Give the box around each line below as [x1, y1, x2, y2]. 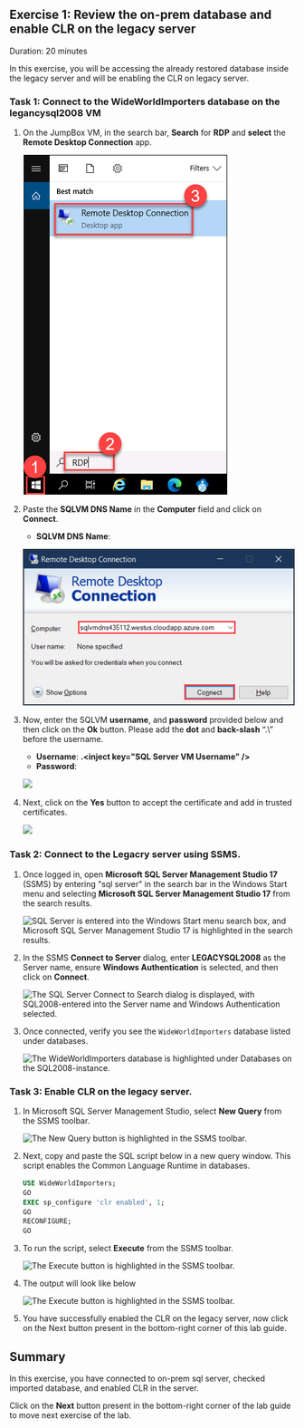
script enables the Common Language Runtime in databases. [22, 1160, 251, 1171]
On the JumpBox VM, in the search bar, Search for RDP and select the [22, 127, 287, 139]
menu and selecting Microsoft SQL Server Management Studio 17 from [22, 888, 291, 899]
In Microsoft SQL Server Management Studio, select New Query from [22, 1105, 282, 1116]
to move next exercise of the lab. [9, 1410, 131, 1421]
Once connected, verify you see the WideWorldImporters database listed [22, 1026, 291, 1037]
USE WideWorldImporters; [22, 1178, 117, 1188]
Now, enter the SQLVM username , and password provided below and [22, 715, 284, 726]
